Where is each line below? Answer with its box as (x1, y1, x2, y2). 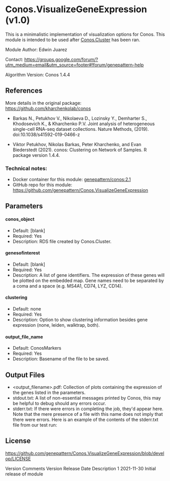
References (5, 87, 43, 95)
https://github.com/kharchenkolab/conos (5, 105, 91, 111)
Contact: (5, 56, 24, 62)
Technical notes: (5, 164, 47, 172)
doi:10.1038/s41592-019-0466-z (12, 131, 80, 137)
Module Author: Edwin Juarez (5, 46, 67, 52)
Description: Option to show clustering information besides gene (12, 317, 148, 323)
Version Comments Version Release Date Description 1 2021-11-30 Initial (5, 465, 156, 471)
